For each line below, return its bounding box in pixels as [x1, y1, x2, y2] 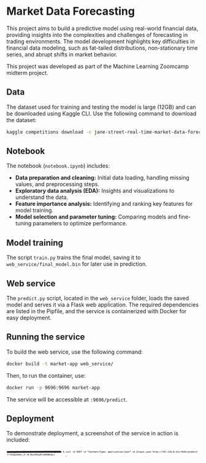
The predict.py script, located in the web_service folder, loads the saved [6, 295, 189, 302]
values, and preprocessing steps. [15, 181, 100, 188]
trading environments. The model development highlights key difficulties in [6, 37, 195, 45]
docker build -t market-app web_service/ [6, 360, 114, 367]
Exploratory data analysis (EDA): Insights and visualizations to [15, 187, 175, 195]
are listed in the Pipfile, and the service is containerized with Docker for [6, 308, 187, 315]
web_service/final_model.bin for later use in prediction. [6, 260, 147, 268]
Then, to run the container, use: [6, 372, 86, 379]
